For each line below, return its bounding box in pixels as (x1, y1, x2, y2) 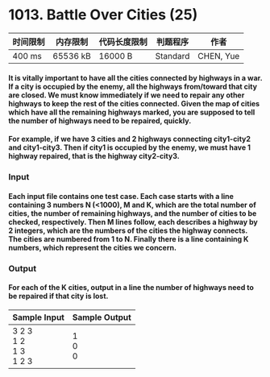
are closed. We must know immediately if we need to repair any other (8, 90, 245, 100)
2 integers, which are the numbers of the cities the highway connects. (8, 226, 248, 235)
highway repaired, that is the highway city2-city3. (8, 151, 180, 161)
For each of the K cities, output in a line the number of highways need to (8, 283, 254, 292)
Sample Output (72, 312, 131, 323)
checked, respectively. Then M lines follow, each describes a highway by (8, 217, 258, 226)
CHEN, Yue (197, 50, 240, 61)
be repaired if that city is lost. (8, 292, 109, 301)
